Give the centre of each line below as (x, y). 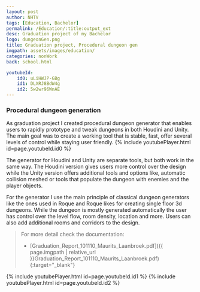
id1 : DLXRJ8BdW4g (39, 84)
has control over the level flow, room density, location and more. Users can (99, 217)
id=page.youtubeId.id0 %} (39, 149)
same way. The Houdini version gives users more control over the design (96, 167)
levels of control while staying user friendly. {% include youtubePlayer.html (99, 142)
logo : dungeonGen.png (33, 39)
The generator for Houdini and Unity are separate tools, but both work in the (100, 160)
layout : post (22, 12)
